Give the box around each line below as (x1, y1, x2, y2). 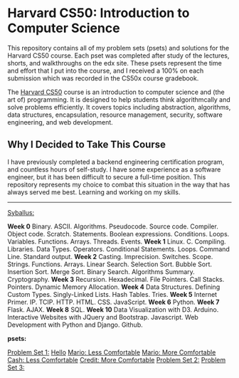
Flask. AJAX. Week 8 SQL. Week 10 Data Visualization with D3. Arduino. (7, 305, 219, 314)
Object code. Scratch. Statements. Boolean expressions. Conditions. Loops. (7, 229, 230, 238)
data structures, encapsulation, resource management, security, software (7, 110, 223, 119)
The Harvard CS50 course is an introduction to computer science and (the (7, 88, 225, 96)
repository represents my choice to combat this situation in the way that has (7, 180, 230, 189)
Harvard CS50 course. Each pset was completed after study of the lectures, (7, 51, 230, 60)
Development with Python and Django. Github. (7, 320, 144, 329)
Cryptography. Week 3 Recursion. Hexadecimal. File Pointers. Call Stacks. (7, 275, 225, 283)
